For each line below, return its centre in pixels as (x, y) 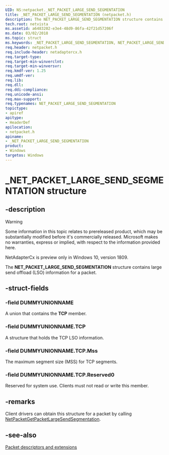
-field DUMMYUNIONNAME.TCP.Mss (52, 351)
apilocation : (19, 127)
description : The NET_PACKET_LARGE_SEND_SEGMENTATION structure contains (84, 19)
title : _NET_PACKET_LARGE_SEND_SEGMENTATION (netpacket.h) (68, 15)
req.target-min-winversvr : (33, 66)
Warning (14, 221)
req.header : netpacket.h (31, 47)
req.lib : (14, 80)
